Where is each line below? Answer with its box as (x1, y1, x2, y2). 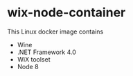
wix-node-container (7, 5, 126, 21)
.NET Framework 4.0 (17, 48, 76, 56)
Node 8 (17, 62, 39, 71)
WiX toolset (17, 55, 51, 63)
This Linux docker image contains (7, 27, 104, 36)
